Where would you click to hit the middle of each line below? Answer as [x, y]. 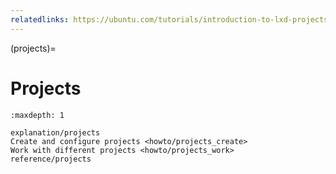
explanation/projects [55, 132]
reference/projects [51, 159]
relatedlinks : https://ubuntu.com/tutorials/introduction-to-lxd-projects [169, 19]
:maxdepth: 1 [37, 115]
